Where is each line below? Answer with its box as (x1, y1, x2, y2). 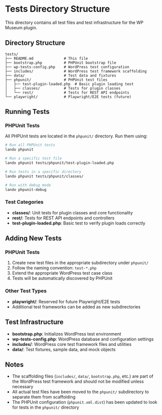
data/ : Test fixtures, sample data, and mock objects (12, 346, 116, 352)
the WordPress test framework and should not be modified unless (12, 378, 144, 384)
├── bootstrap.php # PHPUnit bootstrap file (5, 60, 117, 65)
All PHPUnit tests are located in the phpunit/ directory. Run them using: (5, 133, 148, 139)
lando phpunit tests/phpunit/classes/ (5, 174, 84, 179)
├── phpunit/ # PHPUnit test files (5, 77, 108, 82)
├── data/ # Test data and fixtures (5, 73, 117, 78)
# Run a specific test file (5, 156, 62, 161)
